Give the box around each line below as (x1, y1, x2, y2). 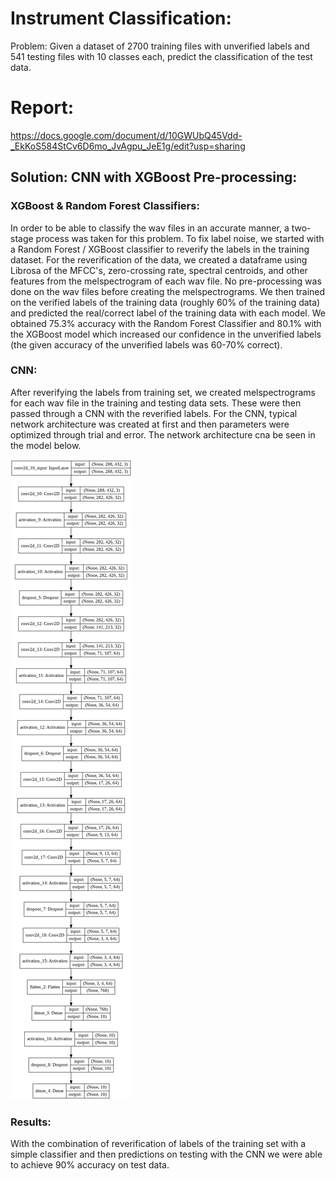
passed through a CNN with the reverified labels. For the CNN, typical (10, 407, 298, 419)
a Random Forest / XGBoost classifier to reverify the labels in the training (10, 243, 310, 255)
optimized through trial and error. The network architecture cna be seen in (10, 428, 316, 441)
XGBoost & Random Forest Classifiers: (10, 199, 200, 213)
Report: (10, 97, 75, 119)
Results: (10, 1115, 52, 1129)
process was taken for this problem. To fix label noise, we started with (35, 232, 325, 244)
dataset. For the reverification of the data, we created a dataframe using (10, 253, 308, 266)
